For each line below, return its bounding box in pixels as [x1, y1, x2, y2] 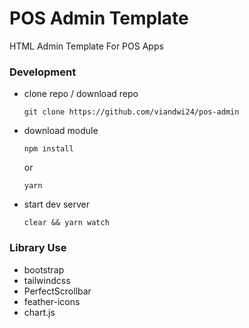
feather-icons [23, 295, 81, 307]
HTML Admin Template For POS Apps [9, 40, 164, 52]
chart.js [23, 306, 56, 318]
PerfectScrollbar [23, 285, 92, 297]
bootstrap [23, 263, 65, 276]
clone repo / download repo [23, 88, 139, 100]
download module [23, 125, 99, 137]
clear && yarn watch [23, 218, 110, 228]
